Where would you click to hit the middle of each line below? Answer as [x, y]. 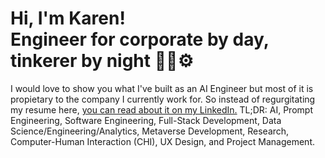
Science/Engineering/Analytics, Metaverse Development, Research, [150, 131]
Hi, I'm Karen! [68, 18]
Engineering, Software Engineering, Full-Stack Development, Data [146, 120]
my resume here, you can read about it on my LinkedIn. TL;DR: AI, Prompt [161, 109]
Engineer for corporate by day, [140, 39]
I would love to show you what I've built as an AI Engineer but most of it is [162, 88]
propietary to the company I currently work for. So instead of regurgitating [163, 99]
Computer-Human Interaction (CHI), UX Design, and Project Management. [162, 141]
